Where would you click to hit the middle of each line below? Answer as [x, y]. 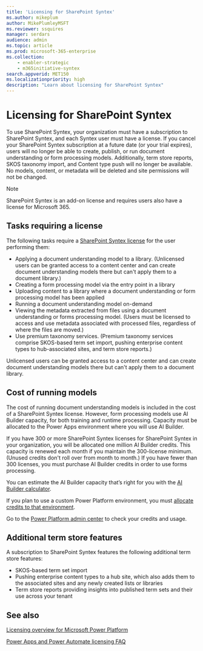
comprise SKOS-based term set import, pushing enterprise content [99, 342]
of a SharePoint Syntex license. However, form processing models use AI [97, 413]
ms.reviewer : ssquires [35, 29]
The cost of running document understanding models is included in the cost [101, 407]
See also [23, 615]
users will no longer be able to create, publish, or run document [85, 151]
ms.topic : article [29, 46]
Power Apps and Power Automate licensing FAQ [66, 642]
